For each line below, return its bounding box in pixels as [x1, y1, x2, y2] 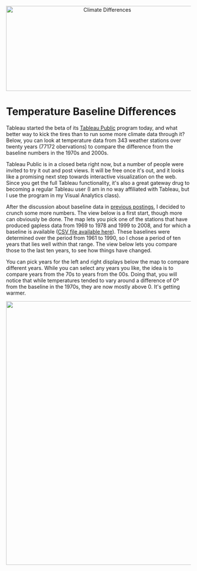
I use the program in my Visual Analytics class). [6, 191, 121, 199]
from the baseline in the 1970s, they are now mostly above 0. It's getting [6, 283, 180, 290]
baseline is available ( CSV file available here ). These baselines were [6, 228, 170, 235]
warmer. [6, 289, 26, 296]
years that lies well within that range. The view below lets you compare [6, 241, 178, 248]
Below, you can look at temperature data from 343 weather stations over [6, 137, 182, 144]
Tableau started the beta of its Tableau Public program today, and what [6, 124, 178, 131]
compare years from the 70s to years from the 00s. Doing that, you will [6, 271, 178, 278]
